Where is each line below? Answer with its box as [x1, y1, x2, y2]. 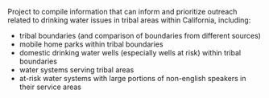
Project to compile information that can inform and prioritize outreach [7, 7, 238, 16]
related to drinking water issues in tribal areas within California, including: [7, 15, 251, 25]
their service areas [19, 82, 82, 92]
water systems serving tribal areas [19, 65, 134, 75]
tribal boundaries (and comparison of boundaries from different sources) [19, 31, 261, 40]
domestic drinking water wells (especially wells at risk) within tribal [19, 48, 242, 57]
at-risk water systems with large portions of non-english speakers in [19, 74, 246, 83]
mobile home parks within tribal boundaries [19, 39, 163, 49]
